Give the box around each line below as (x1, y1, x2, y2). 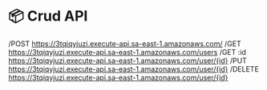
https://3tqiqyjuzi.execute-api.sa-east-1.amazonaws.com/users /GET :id (8, 47, 247, 57)
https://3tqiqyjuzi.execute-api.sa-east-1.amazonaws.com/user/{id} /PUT (8, 56, 247, 65)
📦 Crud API (8, 7, 88, 25)
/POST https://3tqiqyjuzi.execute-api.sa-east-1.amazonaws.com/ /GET (8, 38, 242, 49)
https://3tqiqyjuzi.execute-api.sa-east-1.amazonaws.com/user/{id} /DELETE (8, 64, 259, 73)
